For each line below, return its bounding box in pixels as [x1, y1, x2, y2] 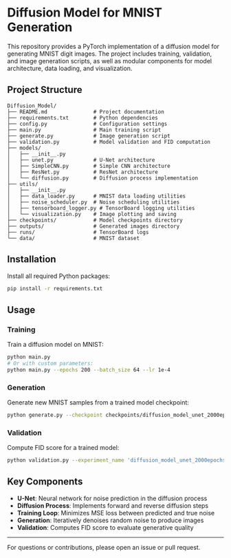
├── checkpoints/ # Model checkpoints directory [7, 217, 184, 224]
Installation [7, 253, 56, 266]
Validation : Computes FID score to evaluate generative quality [16, 523, 194, 531]
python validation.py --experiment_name [7, 457, 125, 464]
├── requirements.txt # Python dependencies [7, 114, 158, 121]
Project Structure [7, 84, 82, 96]
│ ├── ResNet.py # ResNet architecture [7, 169, 158, 175]
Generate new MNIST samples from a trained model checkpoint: [7, 398, 189, 407]
